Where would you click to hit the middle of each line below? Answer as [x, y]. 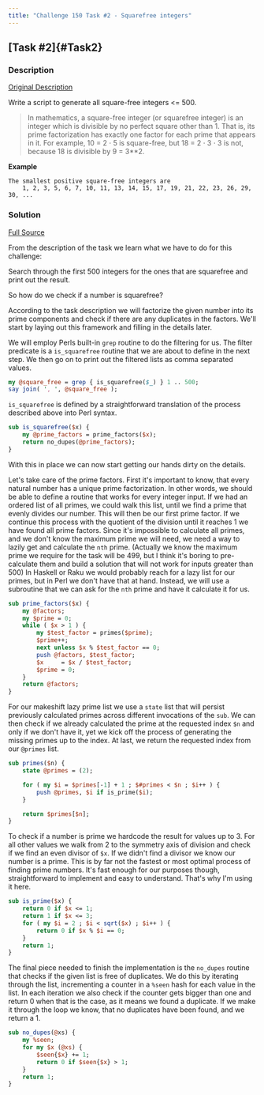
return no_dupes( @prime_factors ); [79, 442]
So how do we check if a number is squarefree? [86, 295]
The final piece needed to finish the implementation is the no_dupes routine [129, 968]
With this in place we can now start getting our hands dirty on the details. [127, 464]
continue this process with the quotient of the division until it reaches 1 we [128, 522]
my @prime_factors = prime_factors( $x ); [89, 435]
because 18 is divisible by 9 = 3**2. [86, 152]
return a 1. [24, 1018]
